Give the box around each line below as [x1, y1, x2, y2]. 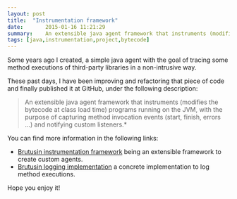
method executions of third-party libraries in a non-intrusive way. [7, 63, 197, 72]
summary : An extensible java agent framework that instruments [7, 30, 207, 37]
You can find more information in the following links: [7, 134, 159, 143]
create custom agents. [17, 155, 83, 164]
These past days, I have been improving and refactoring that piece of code [7, 77, 224, 85]
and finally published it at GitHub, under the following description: [7, 84, 198, 93]
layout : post [7, 10, 46, 18]
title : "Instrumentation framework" [7, 17, 119, 24]
